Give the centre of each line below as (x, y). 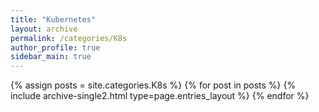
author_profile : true (55, 47)
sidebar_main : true (51, 57)
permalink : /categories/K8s (69, 38)
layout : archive (44, 29)
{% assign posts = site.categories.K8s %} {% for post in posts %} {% (153, 85)
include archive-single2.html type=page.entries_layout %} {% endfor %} (160, 96)
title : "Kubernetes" (53, 19)
